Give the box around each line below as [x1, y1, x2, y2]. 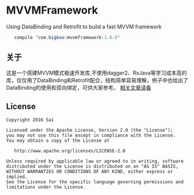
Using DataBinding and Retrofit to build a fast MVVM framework [6, 23, 162, 30]
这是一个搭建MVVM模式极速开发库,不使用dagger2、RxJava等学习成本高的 [6, 69, 187, 76]
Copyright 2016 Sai [6, 117, 54, 123]
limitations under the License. [6, 184, 86, 190]
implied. [6, 174, 28, 180]
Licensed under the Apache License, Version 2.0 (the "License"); [6, 128, 173, 134]
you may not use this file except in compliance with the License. [6, 132, 176, 139]
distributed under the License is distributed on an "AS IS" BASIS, [6, 164, 179, 170]
